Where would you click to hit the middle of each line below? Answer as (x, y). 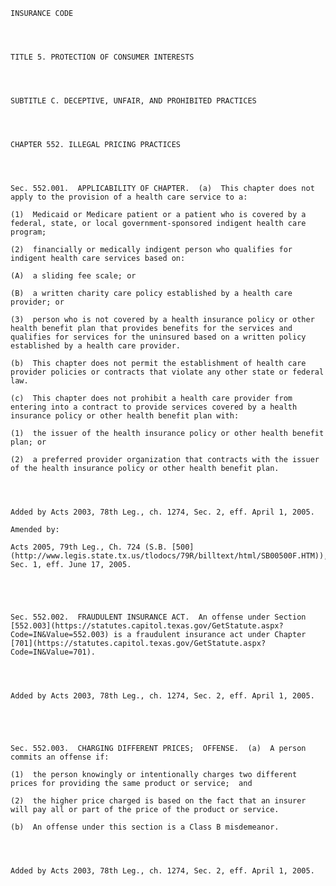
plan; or (28, 442)
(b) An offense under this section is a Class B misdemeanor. (145, 827)
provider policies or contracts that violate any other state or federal (167, 372)
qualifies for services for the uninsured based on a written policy (158, 337)
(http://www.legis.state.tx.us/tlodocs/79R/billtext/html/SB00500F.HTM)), (169, 556)
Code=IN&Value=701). (53, 652)
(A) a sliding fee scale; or (73, 276)
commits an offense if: (60, 757)
